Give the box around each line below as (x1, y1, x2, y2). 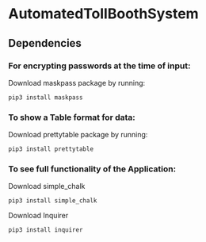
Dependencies (8, 36, 82, 50)
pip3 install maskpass (8, 93, 83, 102)
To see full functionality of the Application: (8, 163, 177, 175)
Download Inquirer (8, 211, 69, 221)
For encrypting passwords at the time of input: (8, 60, 191, 71)
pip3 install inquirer (8, 226, 83, 234)
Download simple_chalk (8, 182, 86, 191)
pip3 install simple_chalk (8, 197, 97, 205)
